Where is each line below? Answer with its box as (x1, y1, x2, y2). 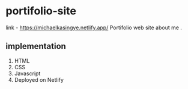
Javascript (14, 70, 41, 77)
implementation (5, 41, 67, 51)
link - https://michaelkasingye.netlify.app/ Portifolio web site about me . (5, 24, 183, 31)
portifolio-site (5, 4, 76, 18)
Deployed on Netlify (14, 76, 64, 83)
